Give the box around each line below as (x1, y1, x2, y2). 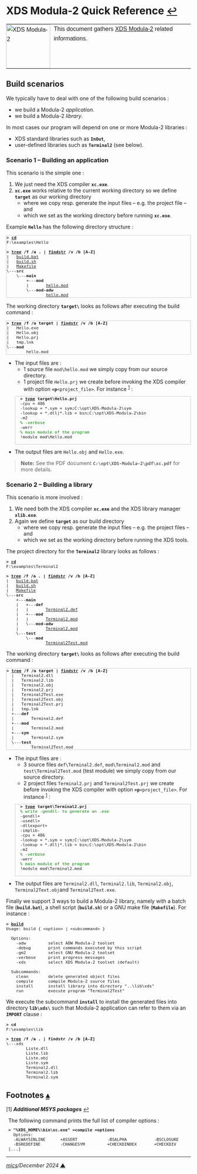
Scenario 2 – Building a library (6, 480, 93, 489)
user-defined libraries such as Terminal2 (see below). (14, 141, 144, 148)
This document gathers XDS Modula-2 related (53, 25, 173, 32)
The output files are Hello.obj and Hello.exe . (14, 448, 124, 456)
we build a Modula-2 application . (14, 106, 95, 113)
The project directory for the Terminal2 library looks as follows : (6, 548, 159, 555)
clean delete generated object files (15, 974, 120, 980)
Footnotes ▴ (6, 1090, 50, 1100)
